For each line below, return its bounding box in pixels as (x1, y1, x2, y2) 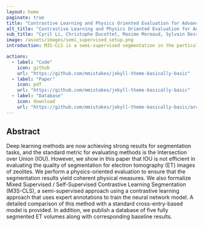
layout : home (6, 8, 39, 15)
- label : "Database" (11, 93, 63, 99)
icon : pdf (17, 82, 42, 88)
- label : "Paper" (11, 76, 56, 82)
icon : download (17, 98, 56, 105)
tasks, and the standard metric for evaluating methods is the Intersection (6, 149, 187, 156)
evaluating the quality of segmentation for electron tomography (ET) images (6, 161, 195, 169)
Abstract (6, 126, 40, 137)
